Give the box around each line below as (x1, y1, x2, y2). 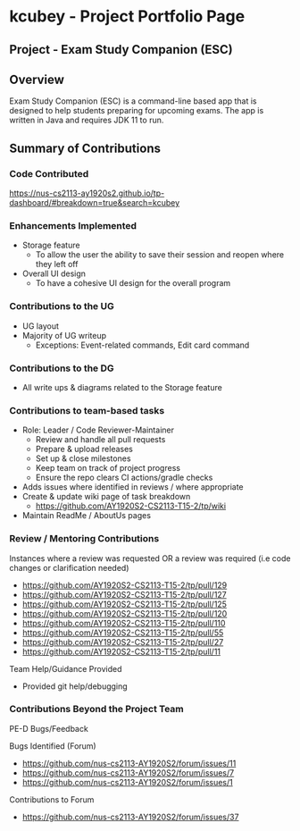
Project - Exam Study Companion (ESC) (9, 42, 234, 57)
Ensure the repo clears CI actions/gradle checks (35, 472, 213, 483)
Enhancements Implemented (9, 220, 137, 231)
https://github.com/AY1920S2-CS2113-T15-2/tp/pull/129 (21, 579, 228, 591)
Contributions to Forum (9, 793, 95, 805)
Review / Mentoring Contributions (9, 533, 160, 545)
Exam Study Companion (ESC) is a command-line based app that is (9, 96, 257, 106)
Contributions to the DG (9, 362, 114, 374)
